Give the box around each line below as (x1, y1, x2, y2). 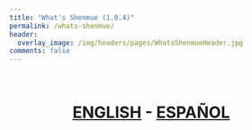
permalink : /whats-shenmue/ (9, 22, 115, 30)
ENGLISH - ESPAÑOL (72, 102, 230, 123)
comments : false (9, 47, 70, 56)
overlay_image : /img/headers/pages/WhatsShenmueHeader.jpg (17, 38, 244, 48)
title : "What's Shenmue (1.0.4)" (9, 13, 135, 22)
